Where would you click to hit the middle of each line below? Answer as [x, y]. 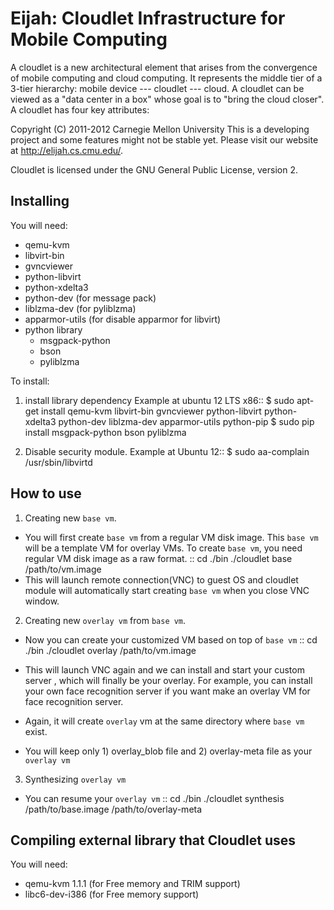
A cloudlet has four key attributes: [80, 109]
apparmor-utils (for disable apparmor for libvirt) [123, 319]
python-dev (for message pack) [90, 298]
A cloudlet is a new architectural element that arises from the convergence [164, 67]
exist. [36, 731]
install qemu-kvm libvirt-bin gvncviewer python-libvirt [151, 411]
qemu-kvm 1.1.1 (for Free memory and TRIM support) [132, 884]
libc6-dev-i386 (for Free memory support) [112, 894]
